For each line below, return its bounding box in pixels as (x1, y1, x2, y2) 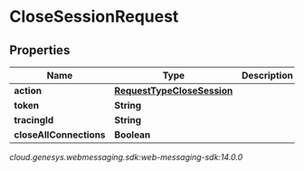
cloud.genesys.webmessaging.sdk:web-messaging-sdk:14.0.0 (9, 152, 243, 162)
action (14, 84, 43, 97)
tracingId (14, 114, 54, 126)
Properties (9, 43, 71, 58)
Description (241, 70, 294, 81)
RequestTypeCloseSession (114, 84, 233, 97)
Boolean (114, 128, 151, 141)
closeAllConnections (14, 128, 106, 141)
